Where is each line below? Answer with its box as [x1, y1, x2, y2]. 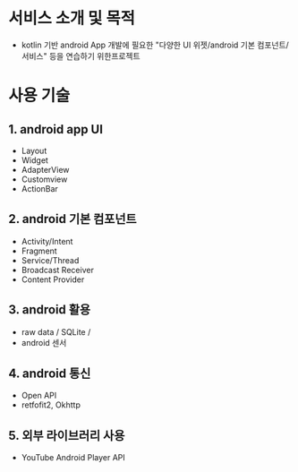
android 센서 [21, 337, 67, 348]
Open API [21, 390, 57, 401]
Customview [21, 174, 68, 185]
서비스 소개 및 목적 [8, 8, 135, 29]
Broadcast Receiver [21, 264, 95, 275]
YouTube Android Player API [21, 452, 126, 463]
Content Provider [21, 274, 85, 285]
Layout [21, 145, 47, 156]
